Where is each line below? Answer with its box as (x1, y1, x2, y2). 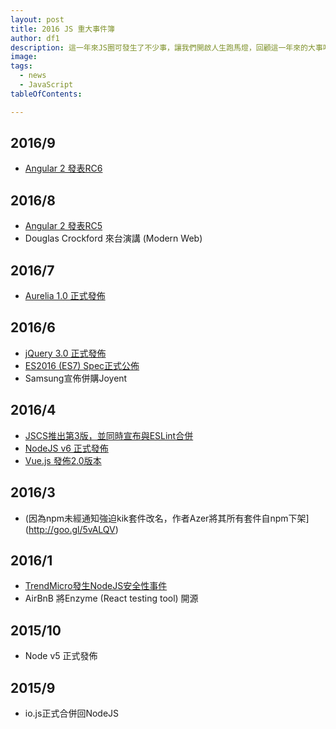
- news (19, 71, 47, 81)
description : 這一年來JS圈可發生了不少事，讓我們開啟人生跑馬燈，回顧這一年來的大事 (10, 42, 323, 53)
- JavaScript (19, 80, 74, 90)
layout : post (10, 14, 65, 25)
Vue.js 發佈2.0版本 (24, 454, 102, 466)
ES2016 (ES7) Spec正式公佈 (24, 359, 140, 371)
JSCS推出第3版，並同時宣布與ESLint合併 (24, 429, 194, 441)
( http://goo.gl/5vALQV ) (24, 523, 119, 535)
